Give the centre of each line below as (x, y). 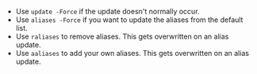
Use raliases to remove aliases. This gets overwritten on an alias (122, 36)
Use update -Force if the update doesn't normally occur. (107, 11)
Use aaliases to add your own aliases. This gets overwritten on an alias (132, 53)
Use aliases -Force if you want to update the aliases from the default (129, 20)
